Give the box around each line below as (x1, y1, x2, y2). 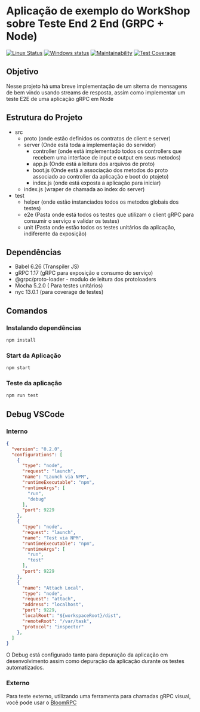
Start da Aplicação (6, 351, 61, 360)
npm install (6, 337, 36, 343)
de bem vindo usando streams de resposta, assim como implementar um (6, 88, 186, 96)
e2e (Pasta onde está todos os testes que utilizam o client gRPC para (23, 211, 194, 218)
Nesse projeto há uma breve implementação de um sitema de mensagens (6, 82, 187, 90)
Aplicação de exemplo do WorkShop (6, 4, 190, 18)
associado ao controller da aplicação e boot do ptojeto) (32, 173, 169, 180)
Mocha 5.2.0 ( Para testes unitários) (14, 282, 103, 289)
